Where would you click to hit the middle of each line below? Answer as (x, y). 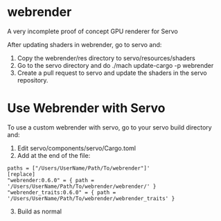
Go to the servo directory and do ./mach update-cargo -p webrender (115, 65)
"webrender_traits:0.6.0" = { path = (62, 192)
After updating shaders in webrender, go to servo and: (85, 44)
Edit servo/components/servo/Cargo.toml (77, 148)
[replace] (21, 174)
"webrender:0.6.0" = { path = (51, 180)
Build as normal (39, 211)
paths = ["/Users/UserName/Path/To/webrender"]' (79, 168)
